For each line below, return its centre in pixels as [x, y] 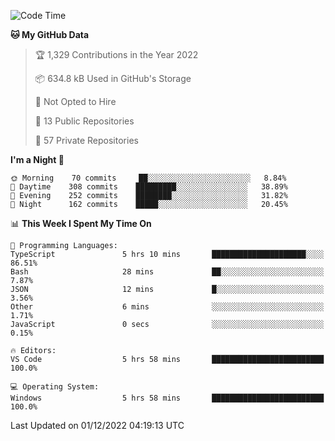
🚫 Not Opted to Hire [75, 101]
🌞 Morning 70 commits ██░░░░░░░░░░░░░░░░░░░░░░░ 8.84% [148, 178]
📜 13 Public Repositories [84, 121]
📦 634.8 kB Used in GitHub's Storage [113, 78]
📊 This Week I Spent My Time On [81, 223]
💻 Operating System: [55, 387]
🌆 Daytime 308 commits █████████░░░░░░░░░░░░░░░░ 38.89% [149, 187]
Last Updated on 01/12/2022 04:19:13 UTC [97, 425]
